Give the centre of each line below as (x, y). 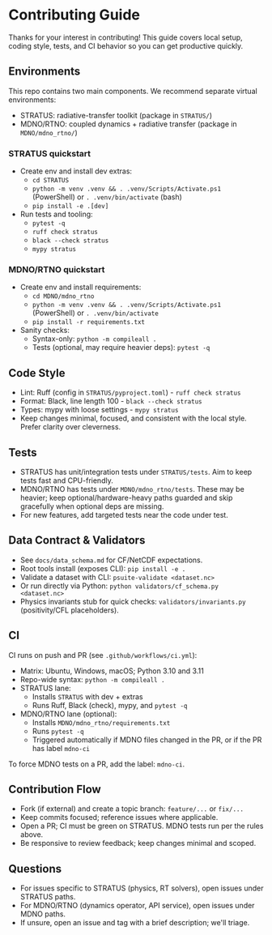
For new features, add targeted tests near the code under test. (124, 514)
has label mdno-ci (61, 748)
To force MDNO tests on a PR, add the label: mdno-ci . (97, 764)
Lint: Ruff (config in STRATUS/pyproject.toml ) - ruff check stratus (130, 393)
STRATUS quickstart (50, 153)
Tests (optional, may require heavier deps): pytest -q (121, 348)
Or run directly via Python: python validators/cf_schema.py (119, 586)
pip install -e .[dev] (70, 207)
